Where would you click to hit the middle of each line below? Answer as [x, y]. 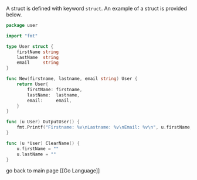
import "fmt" [22, 36]
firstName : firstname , [55, 89]
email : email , [50, 101]
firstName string [38, 52]
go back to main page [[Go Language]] [53, 171]
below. [14, 15]
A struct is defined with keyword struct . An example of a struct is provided [97, 8]
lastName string [38, 57]
